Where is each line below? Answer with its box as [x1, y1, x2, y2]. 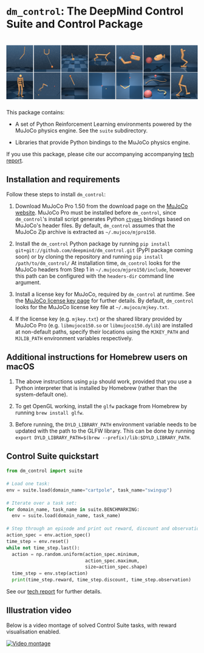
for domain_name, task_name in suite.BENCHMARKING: [6, 506, 140, 513]
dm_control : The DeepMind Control [6, 4, 184, 18]
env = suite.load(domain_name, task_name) [12, 513, 121, 519]
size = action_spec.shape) [84, 564, 148, 570]
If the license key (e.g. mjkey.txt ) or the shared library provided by [15, 315, 182, 323]
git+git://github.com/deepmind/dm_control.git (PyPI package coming [15, 246, 193, 253]
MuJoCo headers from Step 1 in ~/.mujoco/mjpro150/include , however [15, 265, 191, 273]
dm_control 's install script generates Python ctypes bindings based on [15, 215, 190, 222]
